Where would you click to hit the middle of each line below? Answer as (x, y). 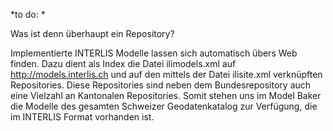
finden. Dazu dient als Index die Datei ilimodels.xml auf (123, 63)
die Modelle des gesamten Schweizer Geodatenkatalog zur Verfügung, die (164, 106)
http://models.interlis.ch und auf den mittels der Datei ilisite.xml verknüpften (166, 74)
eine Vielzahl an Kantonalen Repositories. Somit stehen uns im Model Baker (166, 95)
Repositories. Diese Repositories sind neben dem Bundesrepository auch (161, 85)
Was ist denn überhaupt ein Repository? (92, 33)
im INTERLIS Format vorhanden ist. (82, 117)
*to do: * (28, 14)
